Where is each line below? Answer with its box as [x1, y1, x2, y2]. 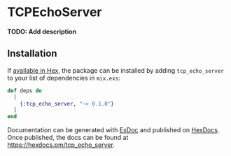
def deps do [7, 87, 42, 94]
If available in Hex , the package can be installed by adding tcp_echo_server [7, 66, 224, 74]
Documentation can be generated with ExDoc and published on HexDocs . [7, 126, 220, 134]
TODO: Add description [7, 27, 77, 36]
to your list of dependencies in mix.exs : [7, 73, 120, 82]
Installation [7, 48, 57, 59]
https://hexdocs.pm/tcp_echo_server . [7, 141, 115, 149]
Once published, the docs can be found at [7, 134, 129, 142]
